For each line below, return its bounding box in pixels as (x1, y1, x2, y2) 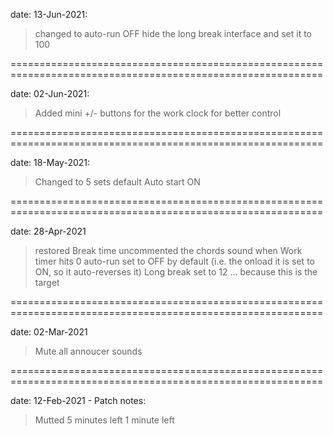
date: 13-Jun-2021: (10, 9, 88, 20)
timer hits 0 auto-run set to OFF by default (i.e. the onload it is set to (34, 255, 315, 267)
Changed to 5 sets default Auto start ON (34, 176, 201, 188)
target (34, 277, 60, 288)
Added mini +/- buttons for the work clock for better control (34, 107, 282, 119)
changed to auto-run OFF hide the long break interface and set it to (34, 28, 312, 39)
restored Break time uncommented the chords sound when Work (34, 245, 303, 256)
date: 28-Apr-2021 (10, 225, 87, 237)
